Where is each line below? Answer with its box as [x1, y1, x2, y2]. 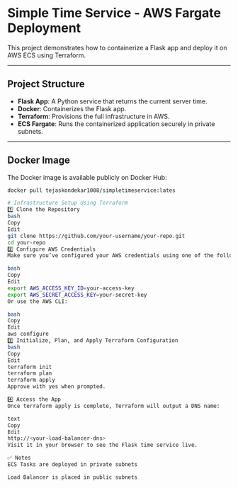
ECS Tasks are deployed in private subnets [7, 461, 138, 468]
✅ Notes [7, 455, 32, 462]
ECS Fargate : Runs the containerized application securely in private [17, 119, 215, 128]
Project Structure [7, 78, 85, 90]
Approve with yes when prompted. [7, 383, 106, 390]
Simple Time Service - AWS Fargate [7, 5, 222, 21]
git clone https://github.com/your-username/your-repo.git [7, 232, 186, 239]
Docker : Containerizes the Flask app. [17, 104, 127, 113]
